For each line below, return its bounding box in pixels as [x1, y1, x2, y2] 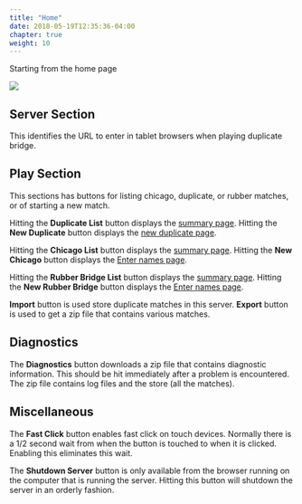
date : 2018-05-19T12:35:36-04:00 [9, 22, 136, 31]
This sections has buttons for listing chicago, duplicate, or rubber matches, [9, 190, 289, 201]
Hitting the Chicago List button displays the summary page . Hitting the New [9, 244, 292, 255]
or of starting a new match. [9, 200, 110, 211]
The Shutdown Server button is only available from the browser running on [9, 465, 290, 476]
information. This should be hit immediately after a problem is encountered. [9, 368, 289, 379]
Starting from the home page [9, 63, 118, 74]
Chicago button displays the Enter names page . [9, 254, 188, 265]
